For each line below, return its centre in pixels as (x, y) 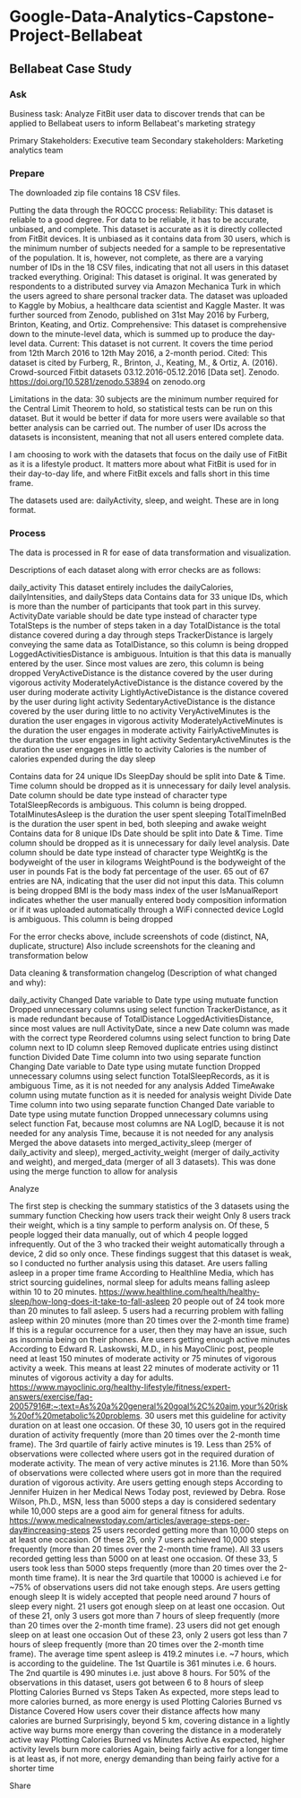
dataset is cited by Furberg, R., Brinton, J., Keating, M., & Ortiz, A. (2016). (143, 363)
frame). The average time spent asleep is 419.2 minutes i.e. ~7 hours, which (149, 1654)
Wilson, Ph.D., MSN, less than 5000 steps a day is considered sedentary (143, 1502)
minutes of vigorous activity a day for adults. (92, 1377)
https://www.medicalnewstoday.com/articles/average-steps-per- (130, 1521)
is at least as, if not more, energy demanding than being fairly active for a (144, 1759)
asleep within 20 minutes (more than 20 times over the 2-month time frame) (149, 1321)
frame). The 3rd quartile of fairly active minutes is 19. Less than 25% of (140, 1445)
